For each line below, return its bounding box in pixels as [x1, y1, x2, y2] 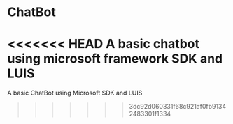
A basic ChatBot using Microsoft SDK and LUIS [7, 88, 143, 98]
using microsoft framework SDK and [7, 51, 223, 67]
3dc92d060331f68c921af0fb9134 [129, 102, 227, 111]
